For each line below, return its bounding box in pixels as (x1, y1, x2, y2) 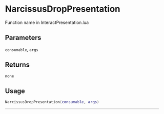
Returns (5, 61, 30, 69)
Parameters (5, 34, 41, 42)
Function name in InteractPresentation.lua (5, 19, 89, 25)
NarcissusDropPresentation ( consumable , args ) (5, 100, 99, 105)
